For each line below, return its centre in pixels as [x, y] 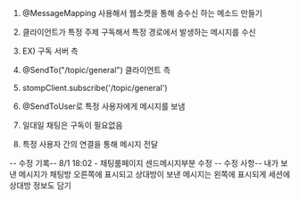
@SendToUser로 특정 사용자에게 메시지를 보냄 [104, 106]
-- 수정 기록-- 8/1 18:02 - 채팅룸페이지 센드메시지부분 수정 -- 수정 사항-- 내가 [144, 163]
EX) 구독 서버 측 [50, 51]
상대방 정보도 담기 [40, 185]
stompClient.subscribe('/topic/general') [95, 88]
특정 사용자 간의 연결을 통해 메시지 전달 [90, 144]
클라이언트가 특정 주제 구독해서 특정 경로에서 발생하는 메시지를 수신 [139, 32]
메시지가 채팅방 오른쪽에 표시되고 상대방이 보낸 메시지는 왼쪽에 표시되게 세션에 [154, 174]
